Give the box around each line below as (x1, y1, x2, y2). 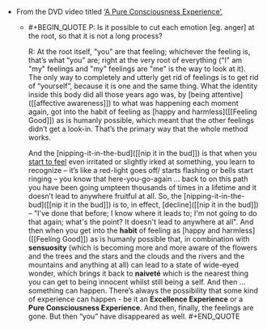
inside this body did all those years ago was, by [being (28, 90, 210, 99)
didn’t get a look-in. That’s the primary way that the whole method (28, 124, 248, 133)
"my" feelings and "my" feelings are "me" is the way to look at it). (28, 64, 247, 74)
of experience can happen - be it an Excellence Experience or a (28, 294, 244, 304)
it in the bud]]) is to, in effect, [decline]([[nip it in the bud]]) (63, 200, 259, 209)
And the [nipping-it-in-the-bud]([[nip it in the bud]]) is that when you (28, 149, 257, 158)
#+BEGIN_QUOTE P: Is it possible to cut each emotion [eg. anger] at (28, 23, 255, 32)
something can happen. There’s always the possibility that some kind (28, 286, 259, 295)
